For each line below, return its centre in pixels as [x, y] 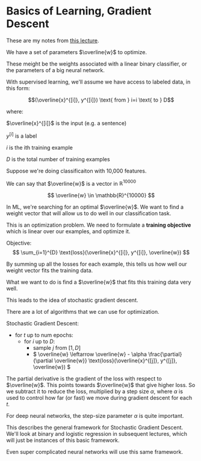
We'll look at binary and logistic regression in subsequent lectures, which [97, 434]
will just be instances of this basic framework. [63, 441]
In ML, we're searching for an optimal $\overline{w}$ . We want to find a [95, 207]
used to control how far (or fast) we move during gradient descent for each [99, 398]
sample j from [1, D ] [57, 348]
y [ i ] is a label [22, 135]
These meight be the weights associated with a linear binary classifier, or [97, 64]
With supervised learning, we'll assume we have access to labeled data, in [98, 82]
